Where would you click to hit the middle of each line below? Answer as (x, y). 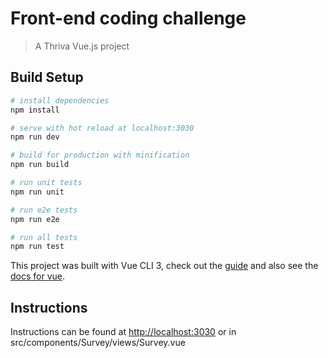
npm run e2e (35, 219)
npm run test (37, 247)
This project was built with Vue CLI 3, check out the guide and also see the (164, 266)
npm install (35, 110)
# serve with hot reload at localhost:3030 (102, 128)
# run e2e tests (44, 210)
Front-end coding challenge (128, 18)
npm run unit (37, 192)
